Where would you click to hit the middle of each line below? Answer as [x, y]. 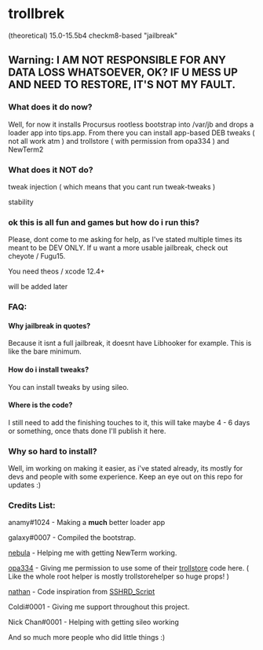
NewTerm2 [26, 149]
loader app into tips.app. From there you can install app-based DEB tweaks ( [131, 132]
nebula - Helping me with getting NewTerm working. [93, 553]
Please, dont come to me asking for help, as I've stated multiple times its [125, 240]
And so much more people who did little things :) [87, 637]
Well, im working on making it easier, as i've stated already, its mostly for [126, 468]
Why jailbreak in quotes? [49, 325]
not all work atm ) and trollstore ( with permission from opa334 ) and [119, 141]
